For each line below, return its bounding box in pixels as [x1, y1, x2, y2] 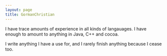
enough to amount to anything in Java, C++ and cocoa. [5, 31, 119, 37]
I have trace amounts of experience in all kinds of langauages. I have [5, 25, 146, 31]
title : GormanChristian [5, 12, 55, 17]
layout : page [5, 7, 32, 12]
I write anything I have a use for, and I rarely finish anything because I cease [5, 40, 162, 46]
